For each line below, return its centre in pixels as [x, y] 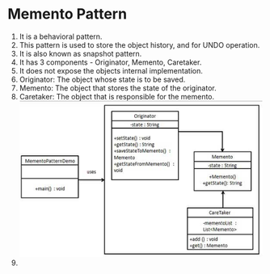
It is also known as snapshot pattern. [80, 53]
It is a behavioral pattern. [61, 36]
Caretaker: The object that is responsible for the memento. [117, 96]
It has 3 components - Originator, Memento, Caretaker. [110, 62]
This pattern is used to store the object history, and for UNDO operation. [139, 44]
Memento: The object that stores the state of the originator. [118, 88]
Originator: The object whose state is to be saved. [102, 79]
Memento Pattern [67, 14]
